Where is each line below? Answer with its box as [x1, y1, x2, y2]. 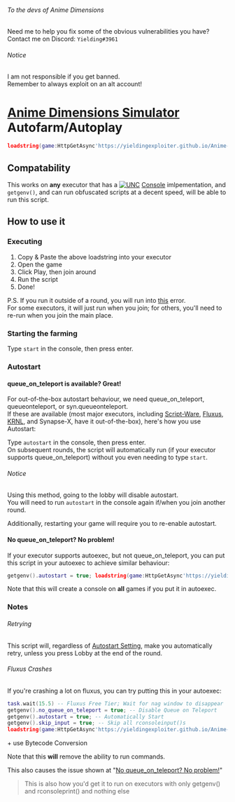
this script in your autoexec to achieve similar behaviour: [7, 558, 170, 567]
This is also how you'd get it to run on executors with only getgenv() [24, 780, 221, 788]
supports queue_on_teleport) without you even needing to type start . [7, 453, 208, 462]
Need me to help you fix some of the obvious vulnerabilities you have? [7, 27, 210, 36]
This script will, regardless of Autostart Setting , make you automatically [7, 641, 213, 650]
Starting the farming [7, 328, 78, 338]
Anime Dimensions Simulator [7, 104, 180, 121]
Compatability [7, 162, 71, 174]
